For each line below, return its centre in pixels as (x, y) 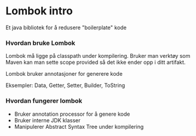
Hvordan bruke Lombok (41, 43)
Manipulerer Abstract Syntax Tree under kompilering (79, 126)
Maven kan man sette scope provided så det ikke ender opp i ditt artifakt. (96, 62)
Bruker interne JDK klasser (47, 120)
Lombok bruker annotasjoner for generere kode (64, 74)
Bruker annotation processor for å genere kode (72, 114)
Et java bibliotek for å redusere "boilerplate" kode (66, 27)
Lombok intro (39, 11)
